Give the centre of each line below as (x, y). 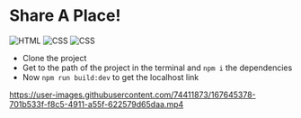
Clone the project (54, 58)
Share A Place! (65, 16)
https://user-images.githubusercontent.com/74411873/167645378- (133, 95)
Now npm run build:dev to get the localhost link (111, 77)
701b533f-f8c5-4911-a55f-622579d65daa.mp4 (97, 104)
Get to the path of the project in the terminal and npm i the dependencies (157, 68)
